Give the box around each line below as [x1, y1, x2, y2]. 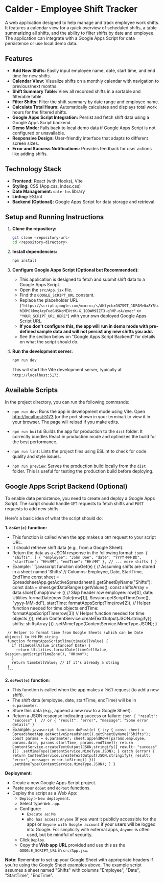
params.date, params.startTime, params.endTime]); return [12, 740, 133, 745]
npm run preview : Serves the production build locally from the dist [12, 463, 146, 469]
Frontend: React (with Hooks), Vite [12, 178, 83, 184]
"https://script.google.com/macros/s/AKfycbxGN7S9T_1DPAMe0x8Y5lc [21, 303, 160, 308]
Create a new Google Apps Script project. [12, 779, 96, 786]
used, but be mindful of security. [26, 832, 93, 838]
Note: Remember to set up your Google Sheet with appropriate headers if [5, 857, 153, 862]
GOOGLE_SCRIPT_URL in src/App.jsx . [19, 847, 89, 853]
